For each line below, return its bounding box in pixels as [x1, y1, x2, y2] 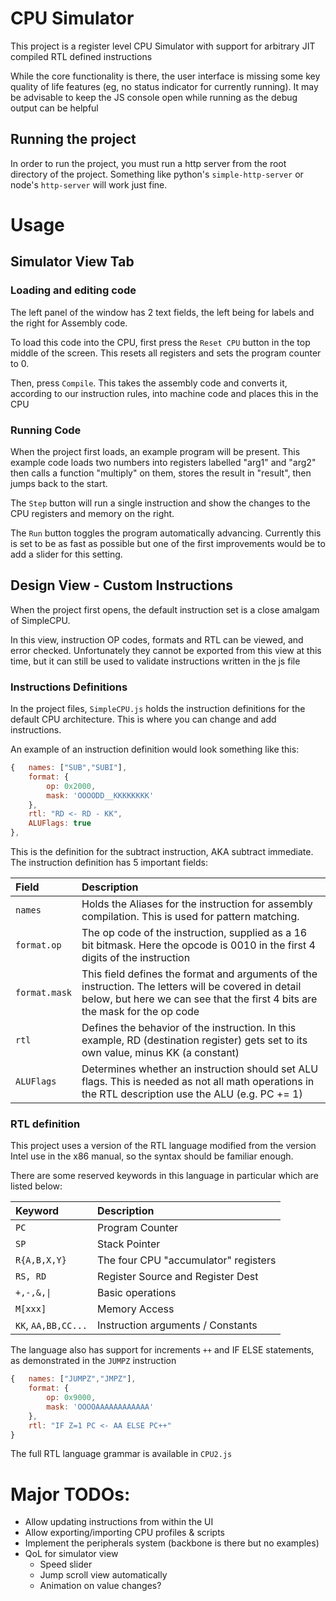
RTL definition [10, 1117, 81, 1131]
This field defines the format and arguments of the [81, 967, 318, 981]
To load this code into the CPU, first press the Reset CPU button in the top [10, 336, 311, 348]
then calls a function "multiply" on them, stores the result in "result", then [10, 467, 312, 479]
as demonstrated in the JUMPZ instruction [10, 1355, 177, 1367]
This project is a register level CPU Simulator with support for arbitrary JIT [10, 40, 316, 52]
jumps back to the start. [10, 477, 108, 489]
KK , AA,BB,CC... [15, 1318, 88, 1332]
